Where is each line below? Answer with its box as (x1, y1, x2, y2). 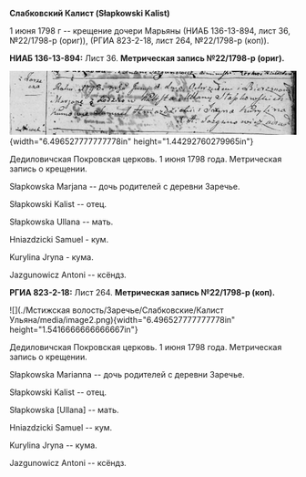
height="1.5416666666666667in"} (9, 324, 138, 335)
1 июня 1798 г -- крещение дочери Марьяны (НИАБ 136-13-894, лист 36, (9, 26, 291, 36)
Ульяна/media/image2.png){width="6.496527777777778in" (9, 314, 236, 325)
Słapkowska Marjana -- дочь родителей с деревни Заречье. (9, 181, 240, 192)
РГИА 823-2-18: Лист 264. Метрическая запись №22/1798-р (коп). (9, 286, 276, 297)
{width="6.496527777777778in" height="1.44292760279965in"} (9, 136, 254, 147)
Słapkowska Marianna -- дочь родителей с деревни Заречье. (9, 368, 245, 379)
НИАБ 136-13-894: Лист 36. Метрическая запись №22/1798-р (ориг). (9, 53, 285, 63)
